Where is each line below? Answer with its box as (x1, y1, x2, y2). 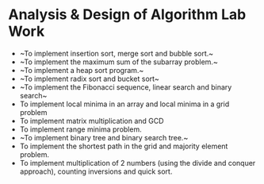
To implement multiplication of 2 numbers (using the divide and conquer (19, 158, 256, 167)
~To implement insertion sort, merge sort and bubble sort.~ (19, 48, 214, 58)
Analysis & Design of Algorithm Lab (8, 6, 247, 24)
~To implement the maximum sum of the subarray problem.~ (19, 57, 218, 67)
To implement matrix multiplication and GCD (19, 116, 164, 125)
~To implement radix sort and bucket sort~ (19, 74, 160, 83)
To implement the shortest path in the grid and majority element (19, 141, 228, 151)
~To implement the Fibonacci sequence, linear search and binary (19, 82, 232, 92)
